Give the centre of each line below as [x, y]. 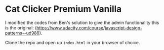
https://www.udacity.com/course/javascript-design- [89, 27]
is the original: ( [21, 27]
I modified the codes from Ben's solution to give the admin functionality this [82, 23]
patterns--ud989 [22, 33]
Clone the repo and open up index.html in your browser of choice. [73, 42]
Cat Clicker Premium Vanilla [63, 9]
